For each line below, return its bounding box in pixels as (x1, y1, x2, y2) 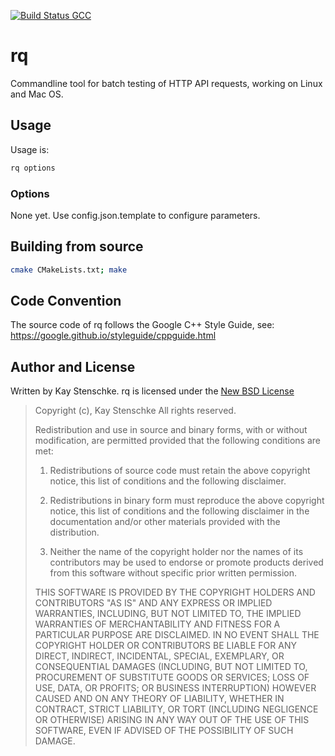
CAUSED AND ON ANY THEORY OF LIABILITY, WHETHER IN (34, 693, 285, 705)
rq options (10, 163, 56, 173)
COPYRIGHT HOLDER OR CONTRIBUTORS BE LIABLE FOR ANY (34, 640, 297, 652)
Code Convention (10, 293, 122, 309)
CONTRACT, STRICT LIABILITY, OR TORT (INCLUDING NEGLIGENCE (34, 703, 319, 715)
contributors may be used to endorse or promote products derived (49, 556, 324, 569)
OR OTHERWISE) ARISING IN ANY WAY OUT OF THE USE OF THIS (34, 714, 310, 726)
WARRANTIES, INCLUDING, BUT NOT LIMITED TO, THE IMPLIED (34, 608, 302, 620)
